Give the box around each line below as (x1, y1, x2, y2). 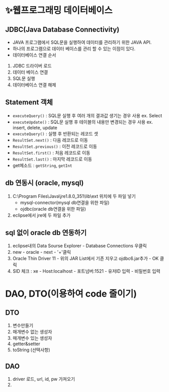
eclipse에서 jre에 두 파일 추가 (12, 212, 71, 218)
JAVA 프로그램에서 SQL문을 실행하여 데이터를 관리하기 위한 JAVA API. (12, 39, 152, 45)
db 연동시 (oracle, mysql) (5, 179, 84, 187)
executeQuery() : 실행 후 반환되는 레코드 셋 (12, 130, 99, 137)
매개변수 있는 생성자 (12, 335, 52, 341)
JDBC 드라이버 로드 (12, 63, 52, 69)
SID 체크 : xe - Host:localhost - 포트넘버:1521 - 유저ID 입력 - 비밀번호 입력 (12, 268, 160, 274)
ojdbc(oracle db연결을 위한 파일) (20, 206, 86, 212)
